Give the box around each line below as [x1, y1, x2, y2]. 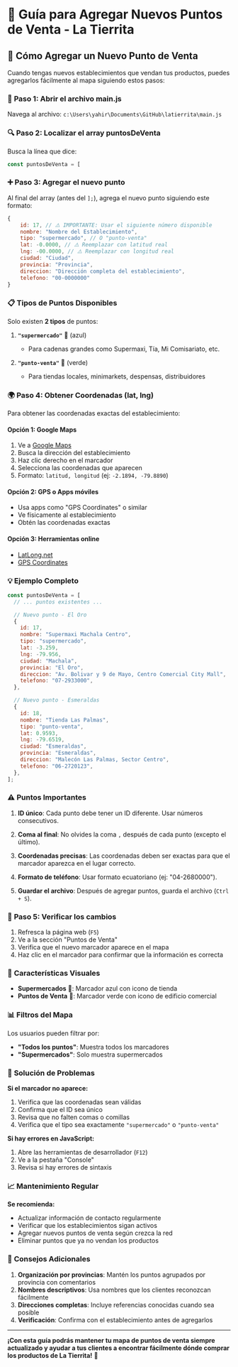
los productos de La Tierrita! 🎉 [7, 1351, 98, 1359]
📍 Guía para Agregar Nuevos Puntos [7, 6, 223, 23]
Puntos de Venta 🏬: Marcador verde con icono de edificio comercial [17, 992, 217, 1001]
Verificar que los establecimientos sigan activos [17, 1221, 158, 1230]
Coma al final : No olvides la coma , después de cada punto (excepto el [17, 830, 227, 839]
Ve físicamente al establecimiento [17, 511, 117, 519]
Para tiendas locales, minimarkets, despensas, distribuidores [28, 372, 205, 381]
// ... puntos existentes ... [13, 598, 103, 606]
